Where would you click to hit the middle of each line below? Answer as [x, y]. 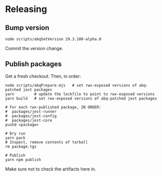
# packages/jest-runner [31, 111]
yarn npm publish [23, 159]
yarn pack [15, 138]
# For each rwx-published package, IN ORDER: [53, 107]
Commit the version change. [34, 48]
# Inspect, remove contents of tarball [47, 142]
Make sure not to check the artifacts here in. [51, 169]
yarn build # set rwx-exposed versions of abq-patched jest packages [81, 98]
